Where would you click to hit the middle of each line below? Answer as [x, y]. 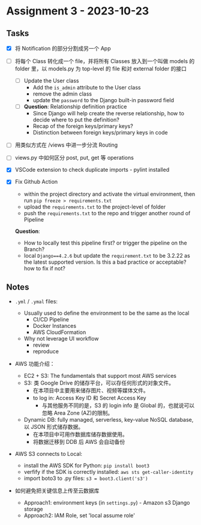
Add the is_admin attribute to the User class [87, 88]
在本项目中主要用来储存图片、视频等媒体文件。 [91, 390]
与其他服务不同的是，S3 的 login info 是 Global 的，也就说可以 [118, 405]
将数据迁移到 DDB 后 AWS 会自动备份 [79, 442]
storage [33, 509]
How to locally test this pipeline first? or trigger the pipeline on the [105, 243]
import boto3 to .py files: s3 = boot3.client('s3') [86, 478]
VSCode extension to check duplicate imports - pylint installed [92, 170]
